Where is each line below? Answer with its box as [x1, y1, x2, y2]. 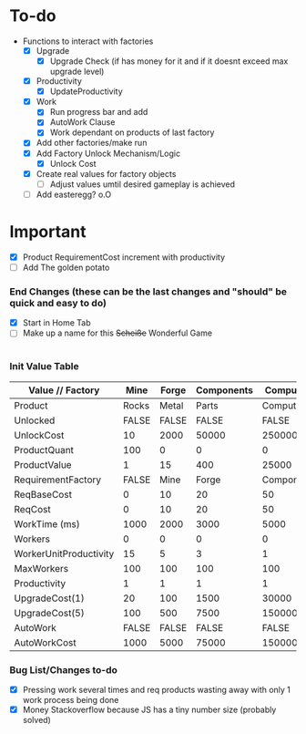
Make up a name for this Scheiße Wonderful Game [22, 327, 212, 338]
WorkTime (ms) [14, 517, 80, 530]
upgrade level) [49, 66, 105, 78]
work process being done [22, 695, 119, 706]
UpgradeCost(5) [14, 606, 85, 619]
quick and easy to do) [9, 296, 107, 309]
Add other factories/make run [36, 138, 148, 149]
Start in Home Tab [22, 317, 91, 328]
